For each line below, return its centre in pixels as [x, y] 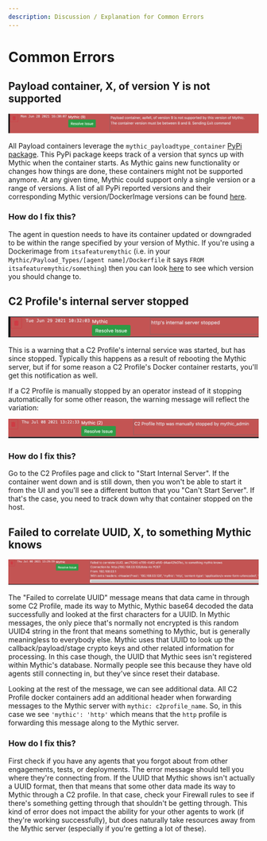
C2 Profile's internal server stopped [99, 302]
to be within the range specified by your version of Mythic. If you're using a [132, 242]
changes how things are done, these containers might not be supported [126, 171]
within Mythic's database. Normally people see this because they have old [130, 665]
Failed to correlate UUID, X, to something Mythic [130, 532]
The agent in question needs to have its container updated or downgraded [130, 234]
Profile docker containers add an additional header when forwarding [120, 698]
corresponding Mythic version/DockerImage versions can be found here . [128, 196]
